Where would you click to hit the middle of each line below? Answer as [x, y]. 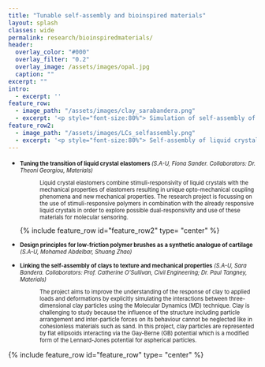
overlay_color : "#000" [52, 52]
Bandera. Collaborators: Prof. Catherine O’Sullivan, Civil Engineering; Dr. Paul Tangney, [133, 273]
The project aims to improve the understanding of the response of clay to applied [145, 292]
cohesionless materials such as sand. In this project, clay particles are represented [147, 327]
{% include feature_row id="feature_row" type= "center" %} [106, 355]
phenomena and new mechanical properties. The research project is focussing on [146, 197]
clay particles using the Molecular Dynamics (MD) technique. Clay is [161, 306]
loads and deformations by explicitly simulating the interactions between [133, 299]
